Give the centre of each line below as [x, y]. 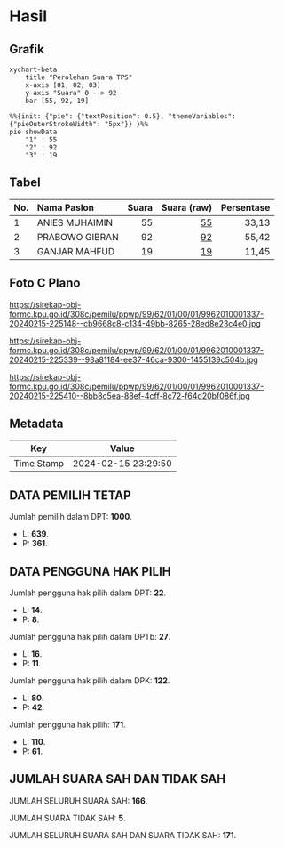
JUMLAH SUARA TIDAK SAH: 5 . [67, 818]
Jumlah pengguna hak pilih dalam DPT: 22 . [88, 593]
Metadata [36, 424]
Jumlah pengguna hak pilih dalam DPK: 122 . [90, 681]
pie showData [33, 132]
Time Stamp [39, 464]
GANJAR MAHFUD [76, 251]
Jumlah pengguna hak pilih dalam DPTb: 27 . [90, 637]
